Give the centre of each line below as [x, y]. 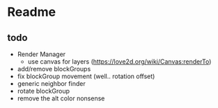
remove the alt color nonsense [61, 98]
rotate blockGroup [44, 91]
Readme [32, 12]
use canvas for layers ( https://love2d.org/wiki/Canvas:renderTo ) [119, 62]
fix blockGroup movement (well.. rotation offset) [86, 76]
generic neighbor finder [51, 83]
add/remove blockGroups [54, 69]
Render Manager [41, 54]
